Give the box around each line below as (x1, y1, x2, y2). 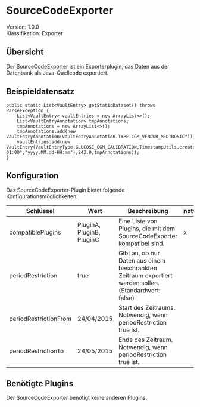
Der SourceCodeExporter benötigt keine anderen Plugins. (6, 394, 148, 402)
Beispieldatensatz (6, 87, 75, 97)
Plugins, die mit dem (118, 224, 176, 233)
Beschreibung (127, 207, 168, 215)
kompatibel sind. (118, 239, 165, 248)
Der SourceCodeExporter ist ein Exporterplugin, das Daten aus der (6, 63, 170, 70)
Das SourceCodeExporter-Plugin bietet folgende (6, 186, 125, 194)
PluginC (77, 236, 99, 244)
